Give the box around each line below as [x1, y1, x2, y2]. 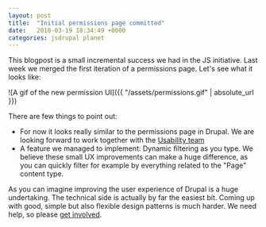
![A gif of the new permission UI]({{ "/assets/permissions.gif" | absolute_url [8, 88, 254, 98]
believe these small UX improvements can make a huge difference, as [19, 152, 249, 162]
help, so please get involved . [8, 210, 102, 219]
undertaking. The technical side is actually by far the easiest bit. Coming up [8, 193, 256, 202]
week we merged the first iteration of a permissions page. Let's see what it [8, 64, 253, 74]
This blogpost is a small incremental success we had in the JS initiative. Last [8, 56, 258, 65]
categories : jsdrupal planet [8, 33, 105, 42]
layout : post [8, 11, 52, 20]
